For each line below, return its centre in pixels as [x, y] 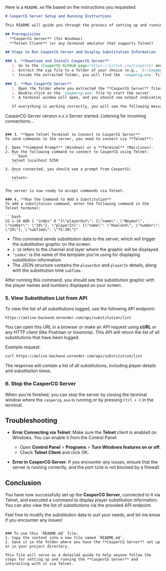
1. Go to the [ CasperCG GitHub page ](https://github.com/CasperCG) [83, 66]
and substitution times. [28, 371]
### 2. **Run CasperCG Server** [38, 84]
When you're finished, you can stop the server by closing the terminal [76, 395]
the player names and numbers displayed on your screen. [64, 285]
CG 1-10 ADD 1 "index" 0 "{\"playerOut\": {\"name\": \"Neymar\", [75, 221]
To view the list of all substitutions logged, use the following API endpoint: [80, 309]
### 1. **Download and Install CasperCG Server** [57, 61]
